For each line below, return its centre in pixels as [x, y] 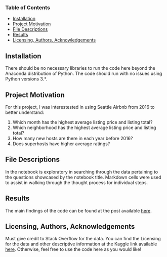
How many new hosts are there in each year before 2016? [73, 138]
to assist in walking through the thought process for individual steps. [77, 182]
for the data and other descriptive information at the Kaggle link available [81, 244]
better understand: [25, 112]
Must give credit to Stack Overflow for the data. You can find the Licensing [83, 239]
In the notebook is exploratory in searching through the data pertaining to [82, 172]
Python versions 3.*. [26, 79]
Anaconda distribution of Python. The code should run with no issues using [84, 74]
